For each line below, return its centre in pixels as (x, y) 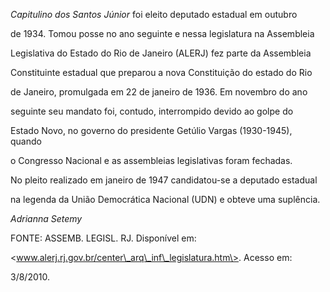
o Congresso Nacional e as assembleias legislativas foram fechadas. (151, 160)
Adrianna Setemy (46, 218)
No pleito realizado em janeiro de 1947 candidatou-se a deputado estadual (164, 180)
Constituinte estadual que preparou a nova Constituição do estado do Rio (161, 72)
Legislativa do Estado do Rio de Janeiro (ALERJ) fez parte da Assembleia (161, 53)
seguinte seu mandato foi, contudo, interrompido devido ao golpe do (152, 111)
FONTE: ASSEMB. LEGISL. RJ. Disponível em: (103, 238)
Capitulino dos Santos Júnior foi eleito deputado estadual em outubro (154, 14)
